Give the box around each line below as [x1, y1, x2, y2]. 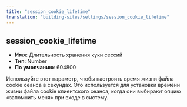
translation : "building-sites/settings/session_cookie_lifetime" [6, 14, 169, 20]
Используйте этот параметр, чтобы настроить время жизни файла [6, 75, 175, 82]
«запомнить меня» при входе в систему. [6, 94, 109, 101]
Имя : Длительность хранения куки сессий [14, 51, 122, 59]
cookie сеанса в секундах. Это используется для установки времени [6, 82, 181, 89]
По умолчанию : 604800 [14, 64, 76, 71]
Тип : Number [14, 58, 47, 65]
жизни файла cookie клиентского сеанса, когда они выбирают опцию [6, 88, 181, 95]
